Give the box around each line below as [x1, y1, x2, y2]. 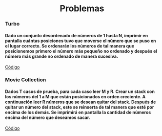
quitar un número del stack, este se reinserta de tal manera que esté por [5, 104, 154, 110]
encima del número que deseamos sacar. [5, 114, 90, 120]
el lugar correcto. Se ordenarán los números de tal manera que [5, 43, 134, 49]
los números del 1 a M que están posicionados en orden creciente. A [5, 93, 146, 99]
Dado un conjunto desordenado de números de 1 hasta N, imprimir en [5, 32, 148, 38]
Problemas [60, 3, 104, 14]
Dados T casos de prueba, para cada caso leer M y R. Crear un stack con [5, 89, 155, 94]
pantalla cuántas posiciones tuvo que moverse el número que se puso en [5, 38, 156, 44]
